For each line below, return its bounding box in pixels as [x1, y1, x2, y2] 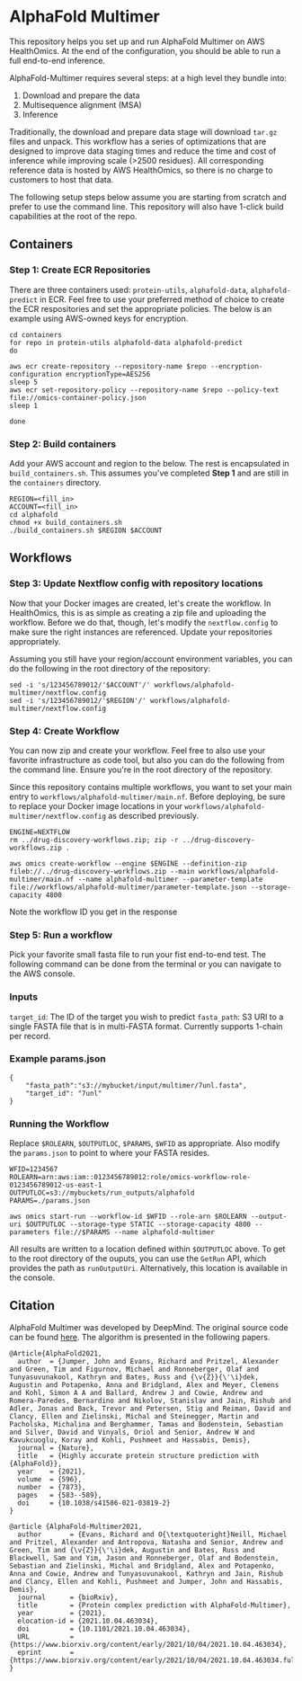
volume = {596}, [17, 1474, 83, 1484]
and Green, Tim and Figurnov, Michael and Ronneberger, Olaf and [9, 1365, 259, 1374]
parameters [9, 1228, 50, 1237]
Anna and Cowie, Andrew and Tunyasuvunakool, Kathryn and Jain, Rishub [9, 1569, 283, 1579]
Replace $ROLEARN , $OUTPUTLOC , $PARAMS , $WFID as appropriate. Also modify [9, 1138, 280, 1149]
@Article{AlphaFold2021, [9, 1348, 102, 1358]
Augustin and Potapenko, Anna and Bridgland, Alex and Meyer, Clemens [9, 1380, 280, 1390]
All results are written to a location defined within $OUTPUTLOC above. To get [9, 1243, 286, 1255]
